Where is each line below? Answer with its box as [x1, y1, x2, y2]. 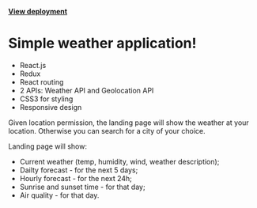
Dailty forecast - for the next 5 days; [19, 165, 138, 175]
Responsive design [19, 102, 82, 112]
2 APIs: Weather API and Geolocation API [19, 85, 154, 95]
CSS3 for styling [19, 94, 74, 104]
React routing [19, 77, 64, 86]
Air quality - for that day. [19, 190, 100, 200]
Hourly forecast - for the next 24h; [19, 173, 133, 183]
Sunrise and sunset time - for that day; [19, 182, 146, 191]
